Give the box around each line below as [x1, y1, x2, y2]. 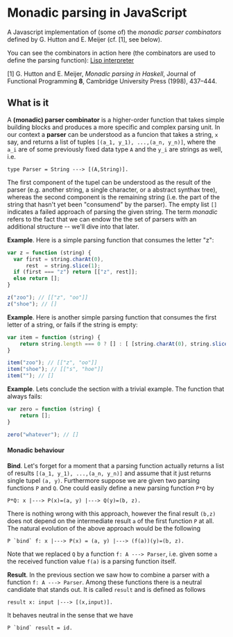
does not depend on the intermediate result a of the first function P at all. [7, 516, 214, 525]
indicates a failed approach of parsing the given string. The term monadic [7, 207, 218, 216]
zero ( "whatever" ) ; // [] [7, 431, 79, 438]
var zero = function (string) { [7, 406, 101, 413]
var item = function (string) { [7, 333, 101, 341]
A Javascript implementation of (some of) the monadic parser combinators [7, 28, 222, 36]
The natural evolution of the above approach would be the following [7, 524, 201, 532]
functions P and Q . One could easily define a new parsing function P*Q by [7, 483, 214, 492]
